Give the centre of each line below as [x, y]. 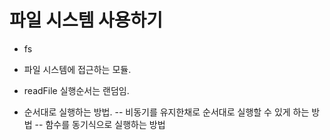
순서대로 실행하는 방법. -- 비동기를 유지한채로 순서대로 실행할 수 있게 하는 [166, 112]
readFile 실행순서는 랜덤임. [76, 90]
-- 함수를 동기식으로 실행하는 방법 [100, 124]
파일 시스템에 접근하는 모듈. [77, 69]
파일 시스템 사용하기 [86, 20]
